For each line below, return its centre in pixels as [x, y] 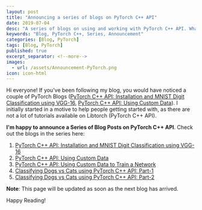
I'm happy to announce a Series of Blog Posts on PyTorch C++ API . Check [100, 127]
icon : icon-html [26, 73]
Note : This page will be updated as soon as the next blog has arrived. [92, 189]
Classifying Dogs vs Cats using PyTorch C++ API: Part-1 [84, 171]
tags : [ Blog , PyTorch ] [35, 46]
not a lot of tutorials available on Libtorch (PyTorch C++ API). [81, 116]
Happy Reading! [26, 200]
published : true [26, 51]
